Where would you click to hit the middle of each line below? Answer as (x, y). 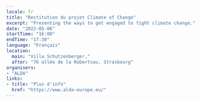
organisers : (21, 67)
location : (19, 51)
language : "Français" (33, 46)
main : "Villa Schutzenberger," (51, 56)
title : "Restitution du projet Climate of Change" (71, 17)
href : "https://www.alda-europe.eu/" (59, 90)
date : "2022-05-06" (31, 28)
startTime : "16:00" (31, 34)
